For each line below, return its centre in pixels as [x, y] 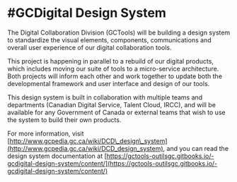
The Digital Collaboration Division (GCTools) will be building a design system [119, 32]
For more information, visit [46, 133]
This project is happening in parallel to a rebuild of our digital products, [111, 61]
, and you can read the [196, 148]
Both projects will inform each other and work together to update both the [115, 76]
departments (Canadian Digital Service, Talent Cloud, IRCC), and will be [111, 104]
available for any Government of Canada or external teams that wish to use [116, 112]
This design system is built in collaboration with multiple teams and [105, 97]
